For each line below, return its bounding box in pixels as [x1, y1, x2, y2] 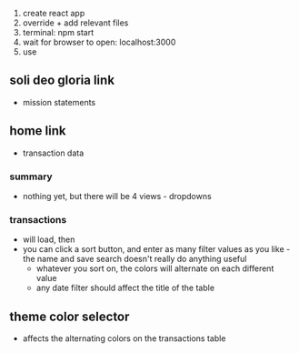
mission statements [22, 96, 96, 107]
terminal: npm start [22, 27, 95, 37]
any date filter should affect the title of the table [35, 282, 215, 294]
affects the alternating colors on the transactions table [22, 333, 226, 344]
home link [9, 123, 66, 139]
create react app [22, 8, 85, 18]
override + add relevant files [22, 17, 129, 28]
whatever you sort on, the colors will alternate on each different [35, 263, 274, 274]
